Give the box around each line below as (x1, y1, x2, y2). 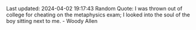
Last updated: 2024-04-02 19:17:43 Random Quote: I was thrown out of (6, 5, 183, 12)
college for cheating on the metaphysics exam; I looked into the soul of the (6, 11, 190, 18)
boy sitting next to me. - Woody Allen (6, 18, 97, 24)
